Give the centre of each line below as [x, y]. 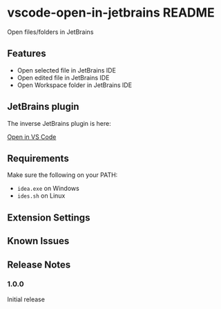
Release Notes [39, 264]
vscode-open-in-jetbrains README [111, 13]
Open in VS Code [32, 137]
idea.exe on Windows [48, 189]
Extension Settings [49, 217]
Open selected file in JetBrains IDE [66, 70]
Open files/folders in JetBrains [50, 32]
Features [27, 54]
